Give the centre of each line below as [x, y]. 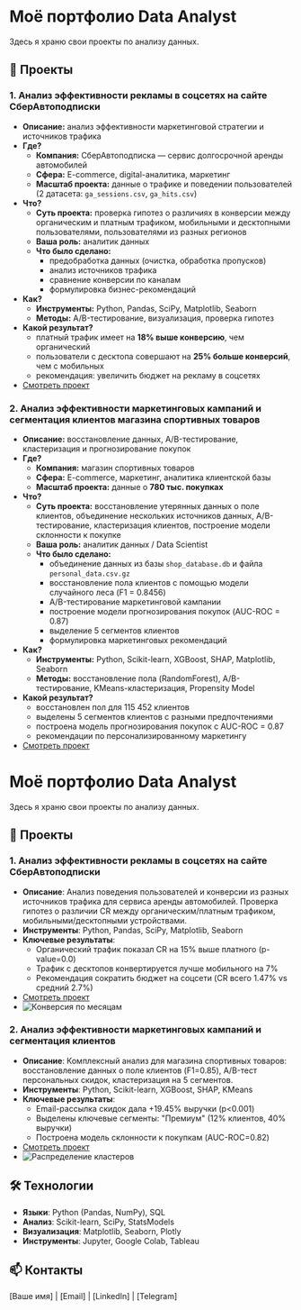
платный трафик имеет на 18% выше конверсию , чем [140, 337]
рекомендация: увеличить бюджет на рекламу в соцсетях [148, 375]
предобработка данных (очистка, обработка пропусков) [158, 260]
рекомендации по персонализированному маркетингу [141, 735]
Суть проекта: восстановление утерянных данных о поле [147, 505]
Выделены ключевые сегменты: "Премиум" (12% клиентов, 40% [160, 1118]
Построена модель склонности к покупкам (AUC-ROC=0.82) [152, 1137]
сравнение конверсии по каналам [115, 279]
